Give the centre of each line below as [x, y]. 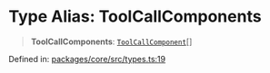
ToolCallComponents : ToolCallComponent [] [111, 41]
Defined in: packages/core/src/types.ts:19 [87, 59]
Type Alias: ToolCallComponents [135, 17]
